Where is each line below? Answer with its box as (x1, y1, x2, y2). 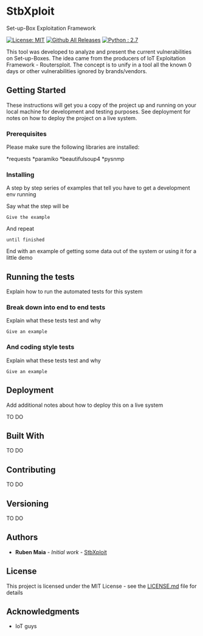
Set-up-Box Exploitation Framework (6, 24, 96, 32)
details (6, 588, 23, 596)
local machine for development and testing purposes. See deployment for (6, 108, 191, 115)
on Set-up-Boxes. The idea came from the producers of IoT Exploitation (6, 54, 186, 62)
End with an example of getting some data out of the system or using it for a (6, 248, 196, 255)
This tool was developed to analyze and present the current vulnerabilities (6, 48, 192, 55)
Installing (6, 170, 35, 179)
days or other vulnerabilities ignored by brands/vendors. (6, 67, 148, 74)
